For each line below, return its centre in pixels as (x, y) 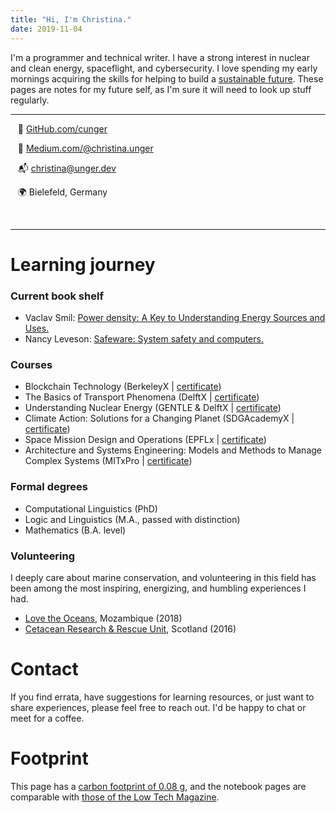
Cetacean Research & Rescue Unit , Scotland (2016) (130, 628)
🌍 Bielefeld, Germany (62, 192)
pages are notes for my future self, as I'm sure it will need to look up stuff (161, 89)
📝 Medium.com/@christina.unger (85, 148)
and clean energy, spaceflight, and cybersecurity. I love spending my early (164, 68)
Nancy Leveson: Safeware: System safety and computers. (144, 338)
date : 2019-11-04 (46, 29)
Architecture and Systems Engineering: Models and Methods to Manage (173, 450)
